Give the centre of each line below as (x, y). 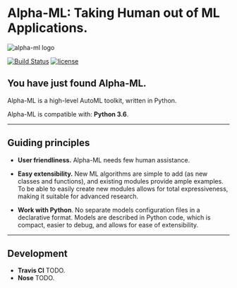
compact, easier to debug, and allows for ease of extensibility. (108, 224)
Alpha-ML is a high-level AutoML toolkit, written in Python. (92, 100)
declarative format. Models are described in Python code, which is (114, 217)
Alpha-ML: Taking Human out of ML (114, 13)
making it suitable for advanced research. (78, 196)
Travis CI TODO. (41, 270)
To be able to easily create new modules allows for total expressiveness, (123, 188)
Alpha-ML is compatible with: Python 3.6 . (68, 114)
